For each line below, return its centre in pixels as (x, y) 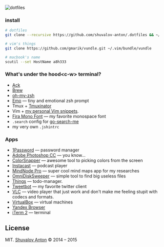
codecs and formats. (33, 197)
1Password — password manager (46, 150)
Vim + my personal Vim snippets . (45, 111)
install (13, 20)
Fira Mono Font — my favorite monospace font (59, 116)
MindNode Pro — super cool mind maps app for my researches (76, 171)
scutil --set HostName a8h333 (36, 62)
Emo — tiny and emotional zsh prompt (51, 100)
